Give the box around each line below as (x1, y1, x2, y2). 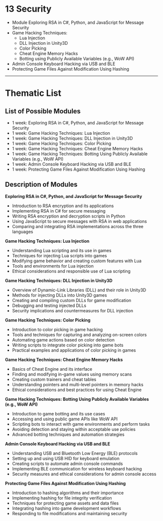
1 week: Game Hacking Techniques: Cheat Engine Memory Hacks (12, 145, 143, 151)
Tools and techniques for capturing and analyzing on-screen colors (12, 332, 147, 338)
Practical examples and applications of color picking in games (12, 347, 136, 353)
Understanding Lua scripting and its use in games (12, 247, 112, 253)
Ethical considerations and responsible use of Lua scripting (12, 268, 131, 274)
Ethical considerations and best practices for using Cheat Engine (12, 387, 142, 393)
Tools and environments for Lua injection (12, 263, 94, 269)
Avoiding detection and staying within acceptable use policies (12, 426, 136, 432)
